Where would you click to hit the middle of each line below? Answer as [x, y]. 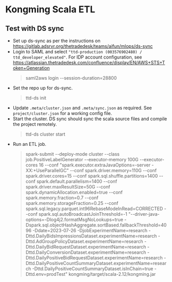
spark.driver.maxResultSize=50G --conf [68, 187]
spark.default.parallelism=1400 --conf [77, 181]
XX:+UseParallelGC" [47, 170]
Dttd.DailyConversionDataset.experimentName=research [86, 252]
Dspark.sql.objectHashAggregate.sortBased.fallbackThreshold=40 [96, 225]
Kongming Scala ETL [50, 10]
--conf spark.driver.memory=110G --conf [113, 170]
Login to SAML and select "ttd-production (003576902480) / [77, 52]
